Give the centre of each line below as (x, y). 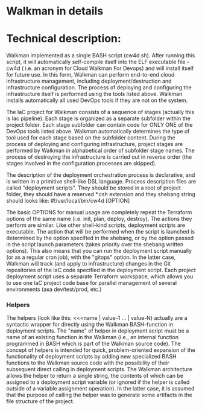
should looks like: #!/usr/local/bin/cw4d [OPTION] (68, 201)
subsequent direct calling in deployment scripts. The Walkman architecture (99, 369)
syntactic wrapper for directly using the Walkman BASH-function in (90, 325)
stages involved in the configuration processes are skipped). (81, 164)
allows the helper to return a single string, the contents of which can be (95, 376)
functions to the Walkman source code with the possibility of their (88, 363)
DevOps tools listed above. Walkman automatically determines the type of (98, 132)
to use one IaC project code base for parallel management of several (91, 283)
